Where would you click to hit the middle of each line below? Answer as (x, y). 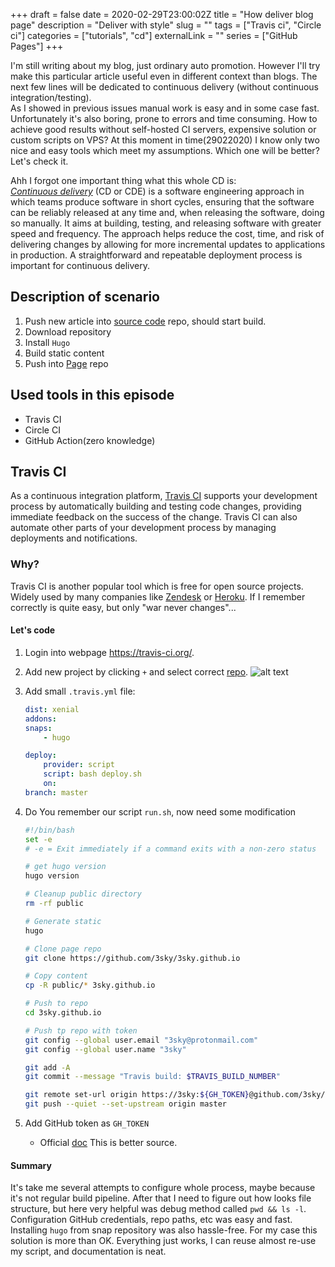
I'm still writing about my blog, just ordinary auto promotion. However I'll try (165, 65)
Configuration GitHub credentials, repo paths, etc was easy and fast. (151, 1220)
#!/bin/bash (49, 830)
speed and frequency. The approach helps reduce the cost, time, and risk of (167, 233)
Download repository (68, 331)
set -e (38, 839)
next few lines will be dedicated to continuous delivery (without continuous (164, 87)
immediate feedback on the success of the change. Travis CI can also (154, 517)
